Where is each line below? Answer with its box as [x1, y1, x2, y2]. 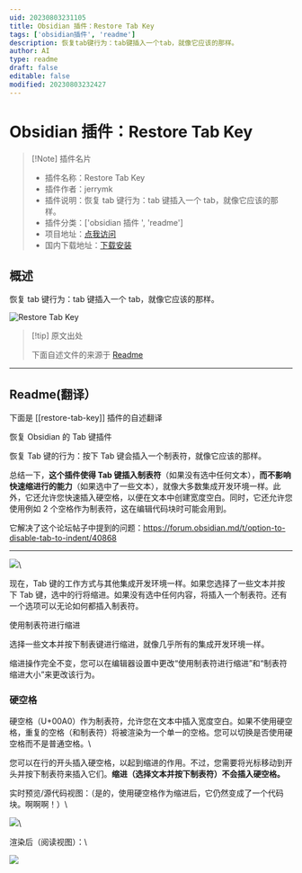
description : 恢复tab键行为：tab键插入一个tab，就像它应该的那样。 [9, 38, 239, 48]
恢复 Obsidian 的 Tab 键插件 [9, 432, 112, 442]
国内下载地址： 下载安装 [44, 239, 132, 250]
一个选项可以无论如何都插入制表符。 [9, 601, 144, 611]
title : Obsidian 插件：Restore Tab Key [9, 22, 155, 31]
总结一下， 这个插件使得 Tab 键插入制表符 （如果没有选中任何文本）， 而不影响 [9, 469, 291, 481]
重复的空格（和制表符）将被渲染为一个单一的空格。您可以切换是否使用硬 [24, 727, 293, 738]
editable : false [9, 72, 70, 81]
